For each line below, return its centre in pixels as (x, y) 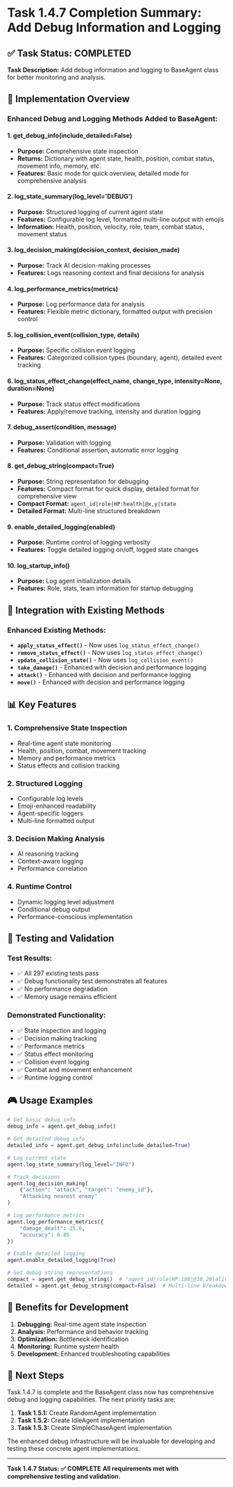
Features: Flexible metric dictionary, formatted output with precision (115, 311)
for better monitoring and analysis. (57, 77)
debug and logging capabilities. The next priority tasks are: (91, 1399)
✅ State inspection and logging (61, 1030)
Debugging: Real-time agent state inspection (82, 1324)
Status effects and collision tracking (68, 765)
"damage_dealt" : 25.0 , (52, 1228)
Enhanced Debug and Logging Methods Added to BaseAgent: (113, 119)
